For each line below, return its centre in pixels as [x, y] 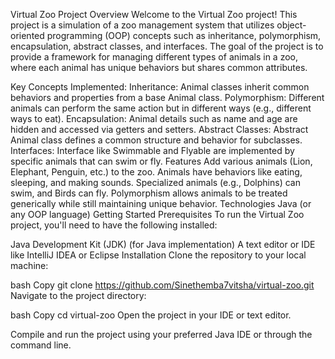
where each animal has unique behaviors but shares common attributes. [159, 67]
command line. [41, 345]
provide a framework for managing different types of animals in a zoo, [154, 57]
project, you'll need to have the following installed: [114, 225]
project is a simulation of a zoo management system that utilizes [142, 25]
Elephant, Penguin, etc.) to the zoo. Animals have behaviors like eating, [156, 172]
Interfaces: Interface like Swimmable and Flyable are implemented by [152, 150]
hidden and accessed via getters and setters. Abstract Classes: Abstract [159, 129]
